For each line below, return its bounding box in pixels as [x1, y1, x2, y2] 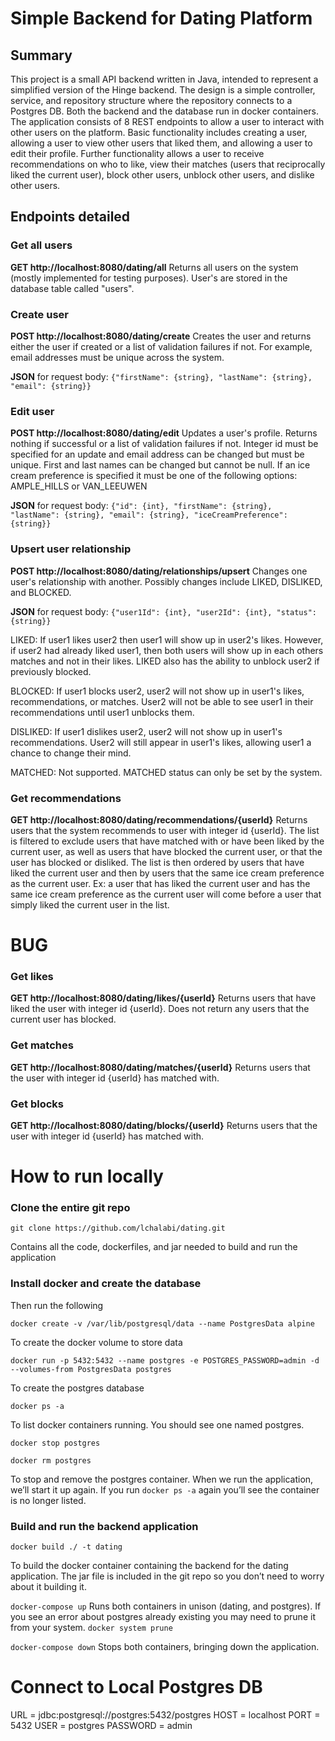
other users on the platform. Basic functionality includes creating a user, [10, 127, 308, 138]
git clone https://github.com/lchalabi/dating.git [10, 1223, 226, 1234]
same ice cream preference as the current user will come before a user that [10, 888, 322, 900]
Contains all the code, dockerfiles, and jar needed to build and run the [10, 1241, 298, 1253]
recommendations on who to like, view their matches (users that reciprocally [10, 158, 326, 170]
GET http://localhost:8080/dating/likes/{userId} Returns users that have [10, 992, 317, 1004]
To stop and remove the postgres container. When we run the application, [10, 1473, 314, 1485]
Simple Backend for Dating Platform [10, 7, 313, 30]
